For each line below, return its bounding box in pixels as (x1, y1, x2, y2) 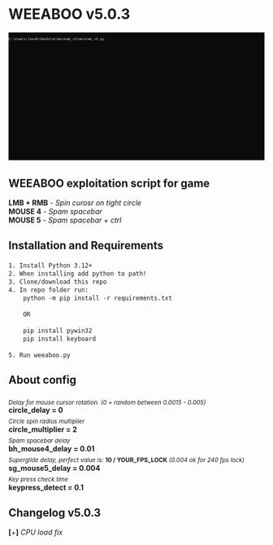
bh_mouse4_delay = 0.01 (8, 444, 95, 454)
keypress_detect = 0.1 (8, 482, 84, 492)
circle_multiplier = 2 (8, 424, 77, 434)
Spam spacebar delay (8, 437, 71, 445)
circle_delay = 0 (8, 405, 63, 415)
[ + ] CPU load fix (8, 527, 63, 538)
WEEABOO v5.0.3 (8, 5, 131, 24)
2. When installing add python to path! (8, 270, 148, 278)
